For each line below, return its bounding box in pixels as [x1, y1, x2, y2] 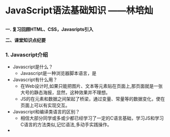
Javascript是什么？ [12, 64, 53, 70]
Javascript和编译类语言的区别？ [12, 108, 80, 114]
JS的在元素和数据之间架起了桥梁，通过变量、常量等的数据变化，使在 [20, 95, 165, 102]
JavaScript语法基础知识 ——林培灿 [5, 5, 154, 16]
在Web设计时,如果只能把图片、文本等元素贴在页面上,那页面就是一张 [20, 83, 163, 89]
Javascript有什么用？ [12, 76, 58, 83]
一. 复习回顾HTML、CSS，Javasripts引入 [5, 26, 94, 32]
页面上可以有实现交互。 [20, 102, 70, 108]
